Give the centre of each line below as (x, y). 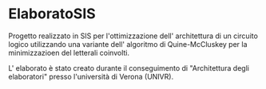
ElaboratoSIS (52, 14)
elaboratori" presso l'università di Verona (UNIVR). (91, 76)
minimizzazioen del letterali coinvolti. (69, 52)
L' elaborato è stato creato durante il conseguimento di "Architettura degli (129, 68)
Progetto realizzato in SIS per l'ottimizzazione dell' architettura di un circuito (133, 36)
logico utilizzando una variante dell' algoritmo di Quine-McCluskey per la (128, 44)
